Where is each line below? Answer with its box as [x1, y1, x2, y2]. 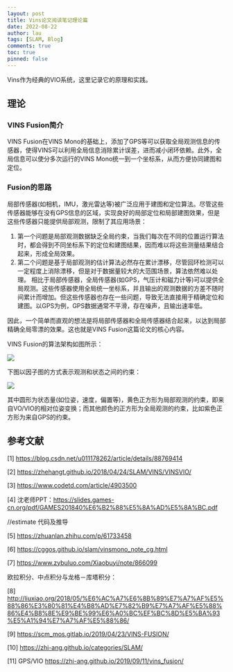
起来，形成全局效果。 [17, 249, 78, 257]
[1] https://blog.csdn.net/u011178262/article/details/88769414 [7, 454, 183, 463]
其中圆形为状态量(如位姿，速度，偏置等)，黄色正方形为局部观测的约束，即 [7, 395, 218, 403]
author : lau [7, 29, 42, 37]
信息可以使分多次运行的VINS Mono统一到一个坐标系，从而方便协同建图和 [12, 154, 222, 163]
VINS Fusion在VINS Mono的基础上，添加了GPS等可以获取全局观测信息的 [7, 137, 215, 146]
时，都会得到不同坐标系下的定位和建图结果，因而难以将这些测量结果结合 [17, 241, 224, 249]
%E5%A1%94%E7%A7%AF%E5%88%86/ [7, 616, 130, 625]
